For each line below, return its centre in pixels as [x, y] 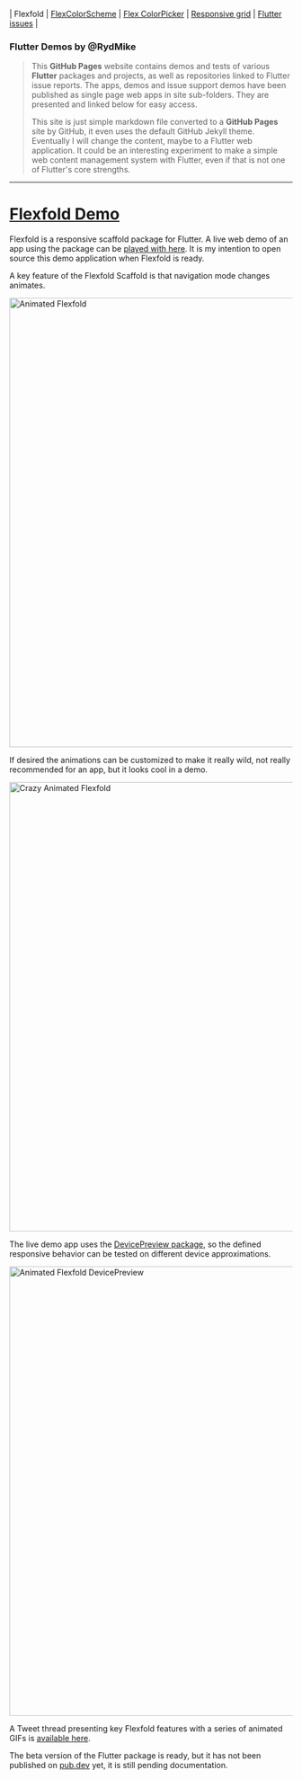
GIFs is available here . [50, 1739]
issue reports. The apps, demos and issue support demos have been [159, 85]
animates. [27, 285]
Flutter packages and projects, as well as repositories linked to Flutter [160, 76]
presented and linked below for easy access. [114, 104]
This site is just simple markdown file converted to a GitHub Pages [155, 122]
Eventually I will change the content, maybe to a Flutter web [142, 141]
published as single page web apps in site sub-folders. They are [150, 95]
